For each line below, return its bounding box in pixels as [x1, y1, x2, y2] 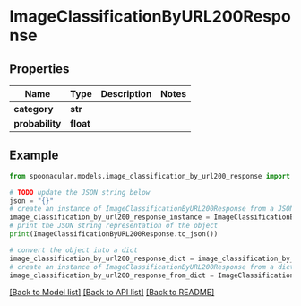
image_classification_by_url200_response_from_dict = [9, 271, 215, 280]
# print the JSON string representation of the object [9, 222, 219, 231]
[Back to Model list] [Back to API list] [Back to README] [9, 287, 215, 298]
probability [13, 118, 62, 129]
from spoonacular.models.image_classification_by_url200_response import [9, 171, 291, 180]
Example [9, 148, 59, 163]
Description [100, 88, 152, 100]
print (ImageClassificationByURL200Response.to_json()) [9, 230, 219, 239]
